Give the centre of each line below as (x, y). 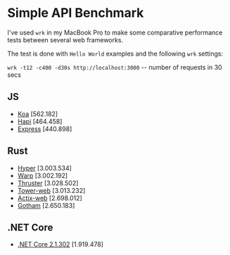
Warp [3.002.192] (43, 175)
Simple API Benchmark (76, 13)
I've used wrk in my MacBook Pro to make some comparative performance (115, 32)
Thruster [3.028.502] (48, 183)
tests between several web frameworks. (65, 39)
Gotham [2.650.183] (46, 205)
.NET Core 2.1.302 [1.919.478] (60, 244)
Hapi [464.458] (40, 121)
